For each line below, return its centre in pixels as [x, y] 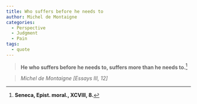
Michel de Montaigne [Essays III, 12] [64, 78]
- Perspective [28, 28]
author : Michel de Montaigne [42, 17]
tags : [13, 44]
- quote [21, 50]
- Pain [19, 39]
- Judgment [25, 33]
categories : [21, 22]
